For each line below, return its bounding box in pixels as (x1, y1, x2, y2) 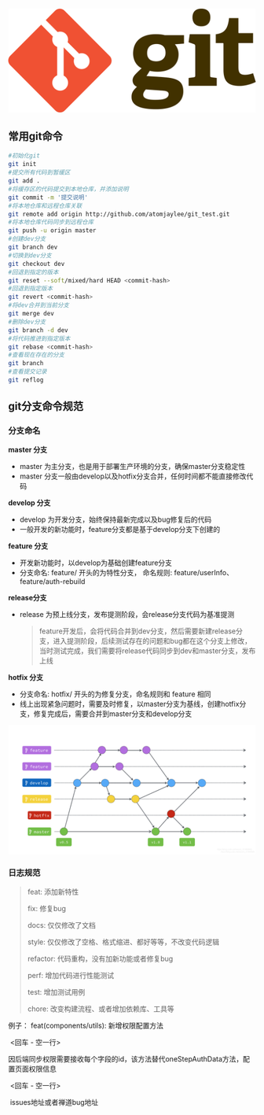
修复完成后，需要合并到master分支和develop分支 (33, 709, 192, 718)
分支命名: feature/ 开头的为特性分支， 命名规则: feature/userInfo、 (19, 567, 234, 577)
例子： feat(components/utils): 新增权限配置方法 (8, 1021, 163, 1030)
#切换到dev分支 (8, 251, 53, 260)
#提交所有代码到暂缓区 (8, 168, 71, 177)
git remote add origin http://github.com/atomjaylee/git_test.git (8, 210, 230, 218)
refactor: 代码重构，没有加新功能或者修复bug (27, 954, 174, 963)
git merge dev (8, 310, 55, 318)
